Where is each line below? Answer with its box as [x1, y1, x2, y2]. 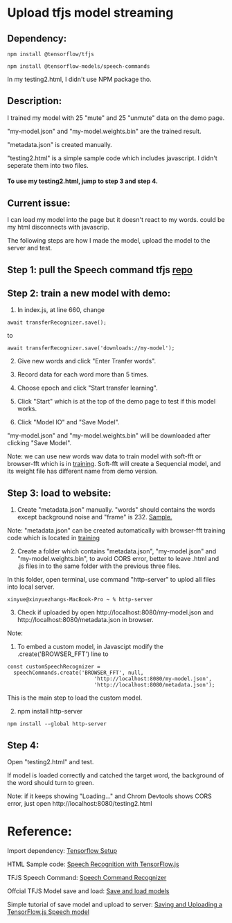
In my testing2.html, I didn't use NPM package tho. [7, 75, 152, 83]
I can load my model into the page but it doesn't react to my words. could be [7, 216, 225, 224]
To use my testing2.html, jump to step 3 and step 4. [7, 177, 158, 185]
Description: [7, 95, 62, 107]
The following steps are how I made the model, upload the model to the [7, 236, 211, 245]
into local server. [7, 583, 55, 591]
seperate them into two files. [7, 161, 89, 169]
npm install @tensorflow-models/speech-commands [7, 63, 150, 70]
